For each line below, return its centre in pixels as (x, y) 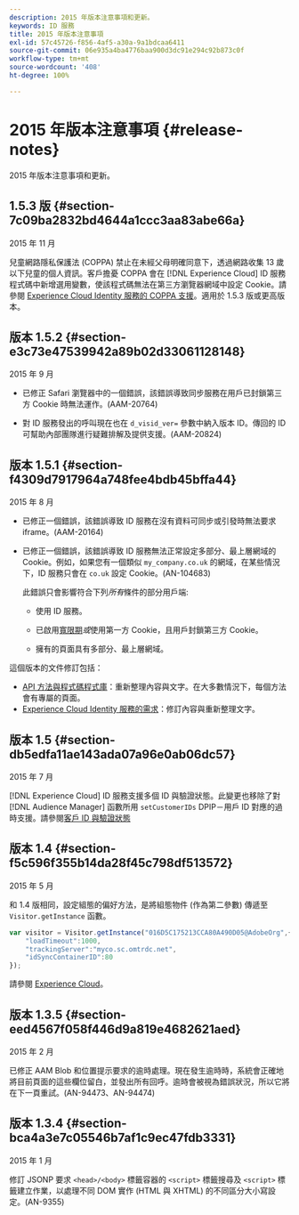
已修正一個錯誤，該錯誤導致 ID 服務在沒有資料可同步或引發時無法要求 (149, 521)
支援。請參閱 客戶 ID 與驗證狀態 (73, 818)
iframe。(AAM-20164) (63, 532)
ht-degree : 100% (39, 76)
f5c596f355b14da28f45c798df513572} (121, 863)
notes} (35, 149)
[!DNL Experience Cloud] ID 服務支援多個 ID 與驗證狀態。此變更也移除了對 (145, 795)
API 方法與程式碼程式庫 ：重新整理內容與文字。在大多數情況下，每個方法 (154, 687)
